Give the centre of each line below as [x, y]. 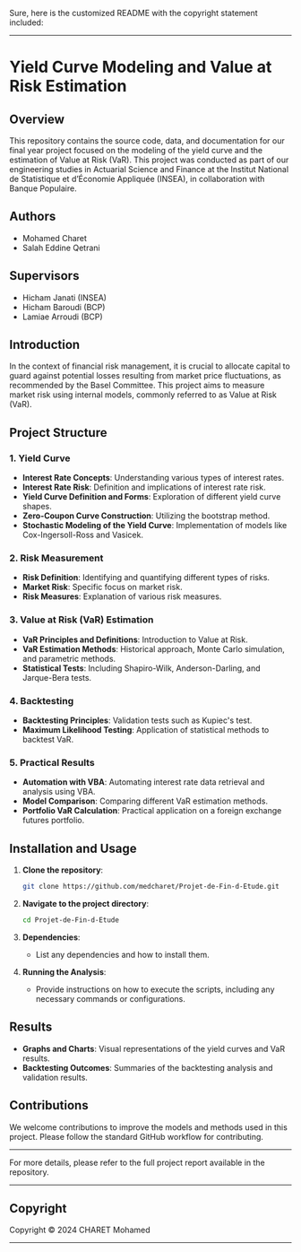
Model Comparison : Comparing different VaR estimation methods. [145, 801]
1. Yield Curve [40, 458]
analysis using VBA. [59, 792]
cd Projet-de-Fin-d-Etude [70, 920]
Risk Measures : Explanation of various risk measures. [122, 596]
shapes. [37, 507]
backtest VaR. [48, 740]
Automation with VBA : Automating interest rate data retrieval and [143, 782]
